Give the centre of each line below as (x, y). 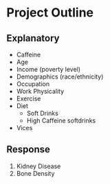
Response (29, 150)
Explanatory (33, 38)
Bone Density (35, 173)
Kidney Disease (38, 166)
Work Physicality (40, 91)
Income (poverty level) (48, 69)
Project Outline (50, 13)
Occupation (33, 84)
